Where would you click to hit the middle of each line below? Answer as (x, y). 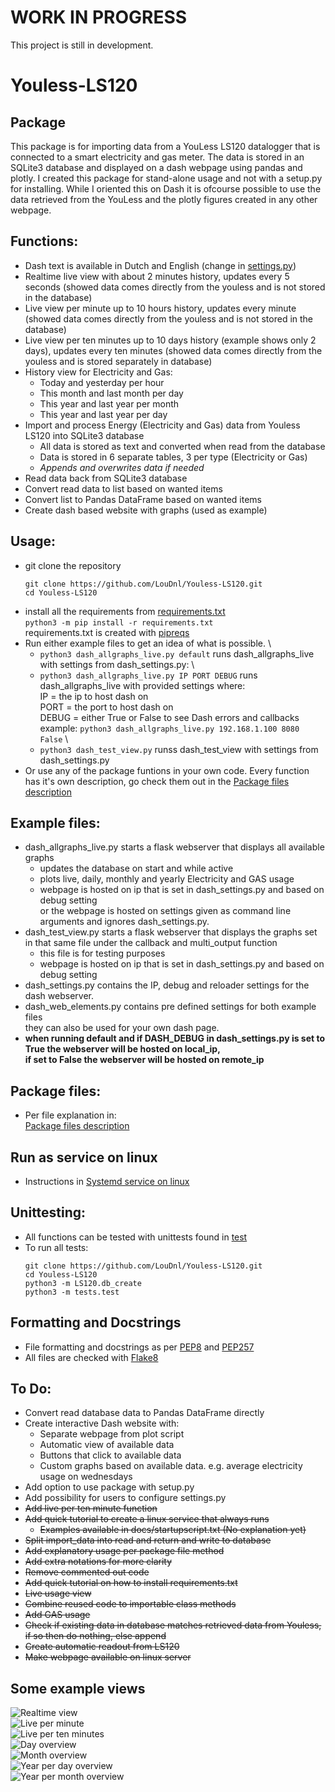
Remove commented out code (87, 1572)
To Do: (31, 1389)
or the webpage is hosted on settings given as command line (165, 911)
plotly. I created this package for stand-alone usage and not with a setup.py (166, 178)
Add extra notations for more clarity (98, 1562)
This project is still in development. (82, 45)
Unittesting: (48, 1212)
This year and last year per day (103, 414)
